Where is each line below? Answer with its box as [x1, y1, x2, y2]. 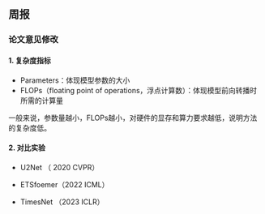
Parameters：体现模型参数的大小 [19, 75, 130, 85]
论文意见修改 [8, 34, 59, 45]
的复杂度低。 [8, 122, 51, 132]
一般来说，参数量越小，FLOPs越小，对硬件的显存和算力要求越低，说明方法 [8, 113, 258, 122]
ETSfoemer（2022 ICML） [19, 179, 109, 189]
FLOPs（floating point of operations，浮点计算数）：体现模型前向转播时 [19, 85, 258, 95]
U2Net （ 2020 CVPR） [19, 162, 100, 172]
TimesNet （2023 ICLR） [19, 197, 105, 207]
